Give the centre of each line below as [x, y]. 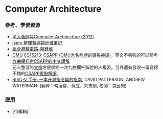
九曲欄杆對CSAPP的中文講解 [41, 61]
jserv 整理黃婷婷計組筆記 [37, 43]
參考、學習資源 [23, 25]
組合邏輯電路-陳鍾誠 [33, 49]
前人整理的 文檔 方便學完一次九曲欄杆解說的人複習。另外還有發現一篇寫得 [85, 68]
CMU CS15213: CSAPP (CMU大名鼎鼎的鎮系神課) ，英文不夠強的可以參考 [85, 55]
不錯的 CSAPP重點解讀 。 [36, 73]
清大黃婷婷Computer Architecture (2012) [53, 37]
